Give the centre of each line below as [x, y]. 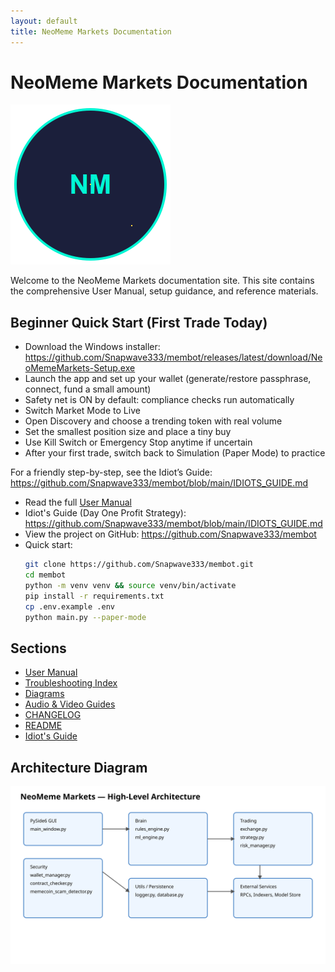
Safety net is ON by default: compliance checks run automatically [159, 400]
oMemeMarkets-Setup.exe [80, 368]
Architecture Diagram [79, 767]
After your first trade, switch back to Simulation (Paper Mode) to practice [175, 453]
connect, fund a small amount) [88, 389]
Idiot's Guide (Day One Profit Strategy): [105, 513]
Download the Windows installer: [92, 347]
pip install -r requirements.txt [94, 596]
